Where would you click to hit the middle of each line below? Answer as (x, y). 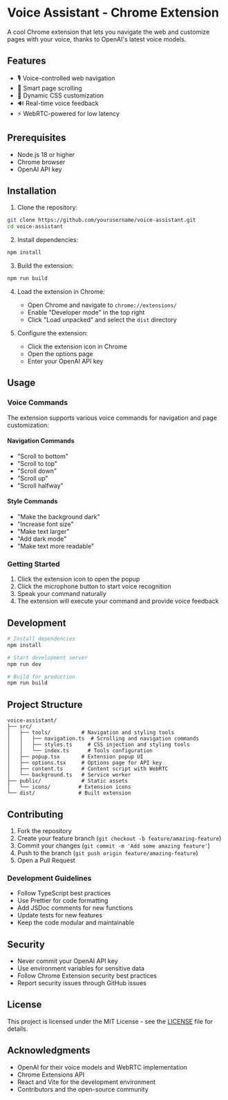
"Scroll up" (32, 478)
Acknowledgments (49, 1051)
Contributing (35, 814)
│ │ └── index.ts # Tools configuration (80, 751)
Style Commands (32, 501)
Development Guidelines (49, 878)
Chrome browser (41, 162)
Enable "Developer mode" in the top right (86, 312)
